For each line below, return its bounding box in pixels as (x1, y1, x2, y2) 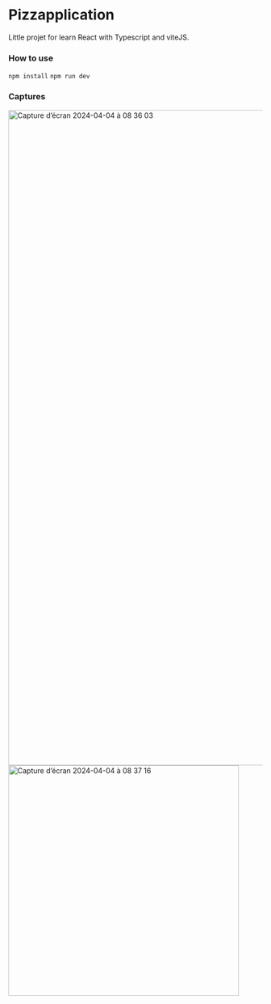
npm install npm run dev (8, 73, 90, 81)
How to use (8, 52, 54, 64)
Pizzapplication (8, 6, 115, 24)
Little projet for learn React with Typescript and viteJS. (8, 32, 190, 42)
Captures (8, 91, 46, 102)
